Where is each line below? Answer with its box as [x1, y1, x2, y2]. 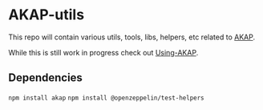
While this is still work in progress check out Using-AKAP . [8, 47, 199, 57]
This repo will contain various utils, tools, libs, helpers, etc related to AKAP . [8, 32, 255, 42]
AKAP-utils [8, 6, 85, 24]
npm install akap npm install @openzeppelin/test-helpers [8, 94, 204, 102]
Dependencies [8, 71, 83, 85]
